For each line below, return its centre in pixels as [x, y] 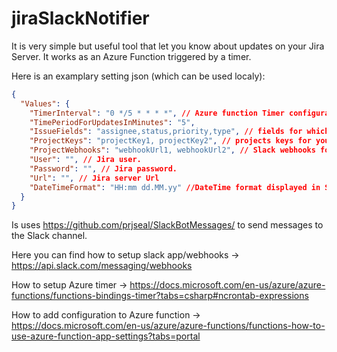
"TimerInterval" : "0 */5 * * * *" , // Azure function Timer [157, 113]
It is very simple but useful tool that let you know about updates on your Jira [168, 46]
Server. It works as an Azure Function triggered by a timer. [131, 56]
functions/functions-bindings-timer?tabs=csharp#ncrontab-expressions [160, 296]
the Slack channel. [49, 236]
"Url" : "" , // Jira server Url [94, 178]
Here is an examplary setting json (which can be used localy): [138, 76]
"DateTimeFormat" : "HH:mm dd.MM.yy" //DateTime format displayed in [175, 187]
